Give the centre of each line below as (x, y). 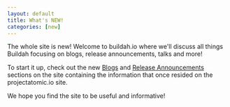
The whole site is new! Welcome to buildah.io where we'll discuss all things (115, 47)
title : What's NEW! (36, 20)
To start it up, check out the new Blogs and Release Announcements (106, 68)
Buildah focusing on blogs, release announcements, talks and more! (105, 54)
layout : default (31, 14)
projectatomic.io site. (37, 83)
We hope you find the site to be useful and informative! (86, 96)
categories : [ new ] (34, 27)
